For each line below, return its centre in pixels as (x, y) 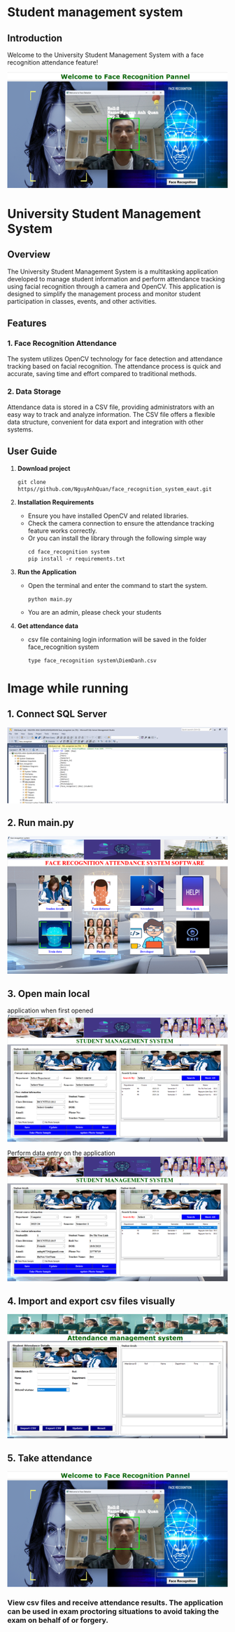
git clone (32, 482)
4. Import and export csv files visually (91, 1301)
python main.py (50, 599)
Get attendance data (48, 626)
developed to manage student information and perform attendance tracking (116, 279)
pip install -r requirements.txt (77, 559)
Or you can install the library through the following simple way (117, 538)
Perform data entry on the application (61, 1153)
